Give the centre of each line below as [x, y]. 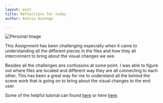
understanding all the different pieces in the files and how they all [71, 51]
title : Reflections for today [36, 14]
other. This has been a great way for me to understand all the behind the [77, 76]
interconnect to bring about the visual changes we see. [60, 56]
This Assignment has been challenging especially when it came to [71, 46]
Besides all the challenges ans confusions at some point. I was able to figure [81, 65]
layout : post [18, 9]
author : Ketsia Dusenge [29, 18]
